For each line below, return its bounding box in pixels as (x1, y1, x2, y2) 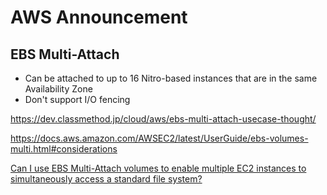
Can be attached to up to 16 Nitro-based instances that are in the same (24, 72, 318, 84)
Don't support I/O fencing (24, 94, 131, 105)
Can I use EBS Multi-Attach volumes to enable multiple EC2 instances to (10, 162, 307, 174)
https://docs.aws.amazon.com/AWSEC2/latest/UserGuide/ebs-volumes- (10, 132, 309, 144)
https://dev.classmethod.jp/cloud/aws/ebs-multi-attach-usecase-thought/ (10, 113, 317, 125)
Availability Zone (24, 83, 93, 95)
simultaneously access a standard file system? (10, 173, 203, 185)
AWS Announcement (10, 6, 188, 29)
